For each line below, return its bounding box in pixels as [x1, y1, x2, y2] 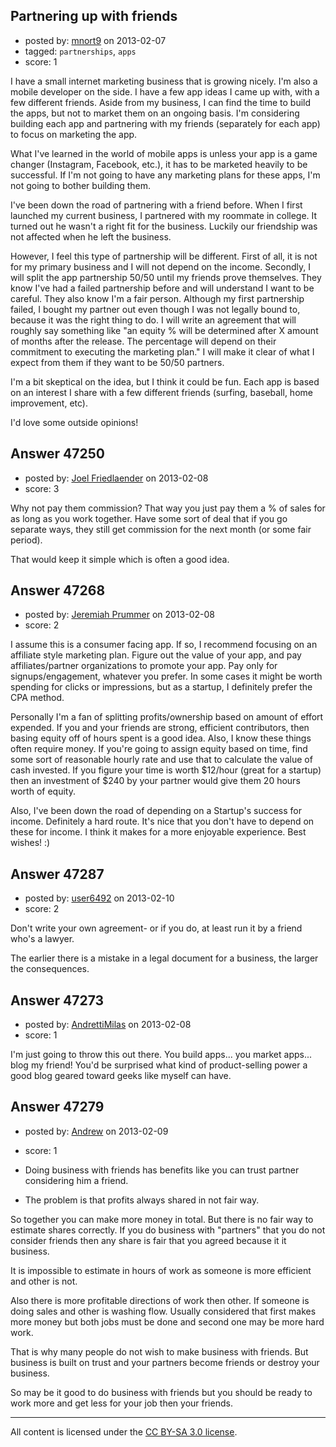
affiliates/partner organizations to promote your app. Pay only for [10, 660, 278, 672]
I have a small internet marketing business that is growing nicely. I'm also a [10, 75, 318, 87]
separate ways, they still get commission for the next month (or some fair [10, 523, 312, 535]
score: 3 [24, 482, 60, 494]
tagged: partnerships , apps [24, 45, 137, 57]
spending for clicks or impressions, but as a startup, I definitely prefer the [10, 681, 313, 693]
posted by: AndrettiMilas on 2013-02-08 [24, 1019, 192, 1031]
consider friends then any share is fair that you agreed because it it [10, 1234, 287, 1246]
